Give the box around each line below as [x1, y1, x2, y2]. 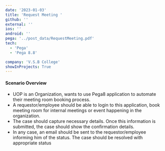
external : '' [5, 21, 33, 27]
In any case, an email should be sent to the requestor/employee [12, 129, 146, 135]
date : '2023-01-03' [5, 7, 47, 13]
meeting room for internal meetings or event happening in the [12, 108, 142, 114]
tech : [5, 41, 17, 46]
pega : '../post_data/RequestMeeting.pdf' [5, 36, 95, 41]
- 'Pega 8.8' [10, 50, 38, 55]
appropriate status [12, 140, 52, 146]
